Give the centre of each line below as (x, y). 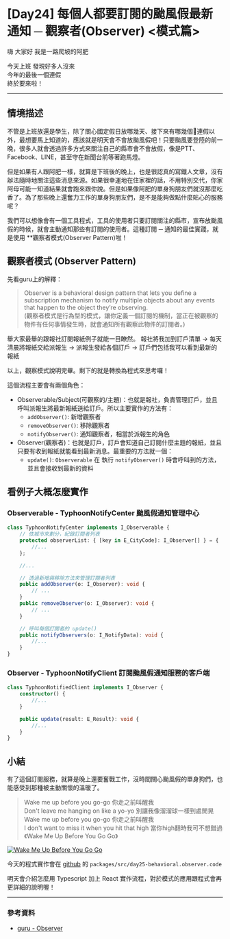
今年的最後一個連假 (34, 74)
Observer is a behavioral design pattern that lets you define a (110, 293)
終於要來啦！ (25, 83)
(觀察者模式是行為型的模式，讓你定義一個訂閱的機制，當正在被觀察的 (121, 316)
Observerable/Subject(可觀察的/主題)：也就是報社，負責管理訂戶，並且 (117, 399)
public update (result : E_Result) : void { (79, 719)
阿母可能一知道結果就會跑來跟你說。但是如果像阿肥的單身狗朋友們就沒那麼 (112, 189)
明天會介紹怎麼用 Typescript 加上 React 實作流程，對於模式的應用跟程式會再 (115, 879)
